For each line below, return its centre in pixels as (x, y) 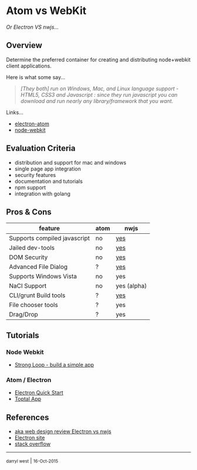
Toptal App (28, 399)
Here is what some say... (36, 77)
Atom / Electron (29, 380)
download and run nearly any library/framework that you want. (97, 101)
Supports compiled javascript (49, 239)
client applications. (29, 66)
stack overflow (33, 444)
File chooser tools (34, 305)
